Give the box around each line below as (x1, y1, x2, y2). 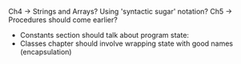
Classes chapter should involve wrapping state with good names (19, 39, 234, 48)
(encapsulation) (19, 47, 72, 56)
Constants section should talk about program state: (19, 31, 190, 40)
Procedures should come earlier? (8, 15, 118, 24)
